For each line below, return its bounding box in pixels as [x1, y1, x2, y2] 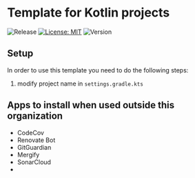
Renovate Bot [17, 136, 56, 144]
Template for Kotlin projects [7, 5, 170, 21]
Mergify [17, 150, 40, 159]
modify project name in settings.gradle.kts [17, 79, 143, 88]
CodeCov [17, 128, 45, 137]
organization [7, 110, 63, 122]
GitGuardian [17, 143, 52, 151]
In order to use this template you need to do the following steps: [7, 66, 189, 74]
